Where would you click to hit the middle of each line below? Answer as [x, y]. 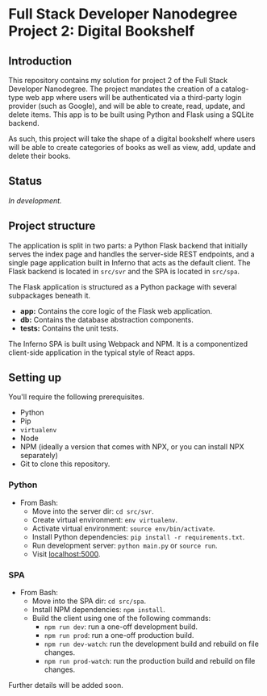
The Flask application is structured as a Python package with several [123, 286]
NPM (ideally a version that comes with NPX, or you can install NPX [132, 447]
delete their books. [40, 156]
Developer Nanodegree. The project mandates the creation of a [114, 89]
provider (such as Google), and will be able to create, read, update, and [127, 106]
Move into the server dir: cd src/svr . [93, 511]
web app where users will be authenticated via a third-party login [133, 97]
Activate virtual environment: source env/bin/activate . [123, 528]
